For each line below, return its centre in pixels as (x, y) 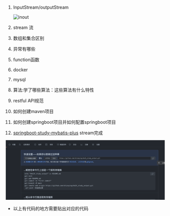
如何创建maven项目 (33, 111)
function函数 (26, 60)
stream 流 (23, 28)
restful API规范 (28, 101)
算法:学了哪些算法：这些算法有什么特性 (53, 90)
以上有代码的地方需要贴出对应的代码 (51, 208)
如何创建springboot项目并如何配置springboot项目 (64, 122)
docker (20, 70)
